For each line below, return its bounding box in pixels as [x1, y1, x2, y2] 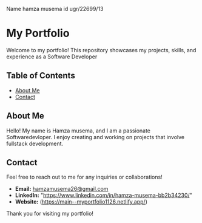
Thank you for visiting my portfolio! [6, 210, 94, 218]
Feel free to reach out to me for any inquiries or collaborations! [6, 173, 163, 181]
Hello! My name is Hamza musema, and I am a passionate [6, 127, 150, 134]
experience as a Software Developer [6, 53, 98, 60]
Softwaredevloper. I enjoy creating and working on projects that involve [6, 133, 185, 140]
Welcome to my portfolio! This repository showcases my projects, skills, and [6, 46, 197, 53]
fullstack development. [6, 140, 64, 147]
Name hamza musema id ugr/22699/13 [6, 5, 104, 12]
